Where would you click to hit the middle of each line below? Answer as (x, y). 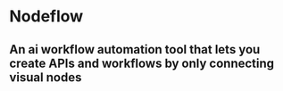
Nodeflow (46, 17)
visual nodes (46, 77)
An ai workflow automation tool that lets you (135, 50)
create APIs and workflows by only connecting (142, 63)
